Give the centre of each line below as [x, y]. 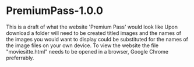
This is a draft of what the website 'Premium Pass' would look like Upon [92, 27]
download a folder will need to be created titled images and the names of [94, 33]
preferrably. [20, 58]
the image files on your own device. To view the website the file [82, 45]
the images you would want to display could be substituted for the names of [97, 39]
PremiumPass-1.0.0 [55, 11]
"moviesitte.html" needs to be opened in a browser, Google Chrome [87, 51]
